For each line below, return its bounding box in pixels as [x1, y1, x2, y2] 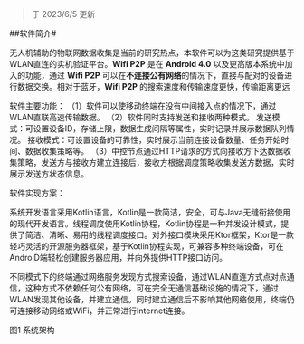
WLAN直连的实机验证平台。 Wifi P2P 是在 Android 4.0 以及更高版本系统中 [9, 59, 285, 69]
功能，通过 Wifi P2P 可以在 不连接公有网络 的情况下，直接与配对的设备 [24, 70, 285, 81]
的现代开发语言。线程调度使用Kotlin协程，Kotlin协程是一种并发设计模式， [9, 218, 281, 229]
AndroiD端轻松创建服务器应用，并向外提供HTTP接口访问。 [9, 253, 228, 263]
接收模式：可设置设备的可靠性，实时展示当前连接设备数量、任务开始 [26, 135, 281, 145]
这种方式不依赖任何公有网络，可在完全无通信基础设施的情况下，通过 [24, 282, 279, 293]
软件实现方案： [9, 187, 65, 198]
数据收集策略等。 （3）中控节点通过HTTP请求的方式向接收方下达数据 [24, 146, 284, 157]
